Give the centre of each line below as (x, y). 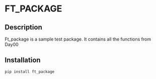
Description (23, 27)
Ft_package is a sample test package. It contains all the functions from (78, 39)
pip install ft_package (30, 71)
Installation (23, 60)
